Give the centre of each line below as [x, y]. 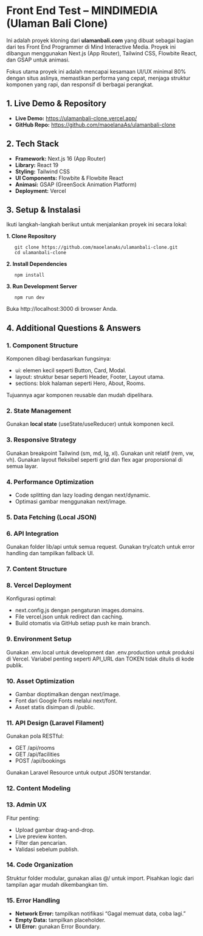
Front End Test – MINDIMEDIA [82, 11]
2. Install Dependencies [37, 264]
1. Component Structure [42, 345]
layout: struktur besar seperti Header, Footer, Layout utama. [90, 377]
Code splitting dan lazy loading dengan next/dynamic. [83, 495]
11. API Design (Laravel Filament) [55, 723]
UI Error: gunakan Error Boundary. [58, 927]
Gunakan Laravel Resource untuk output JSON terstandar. [79, 772]
